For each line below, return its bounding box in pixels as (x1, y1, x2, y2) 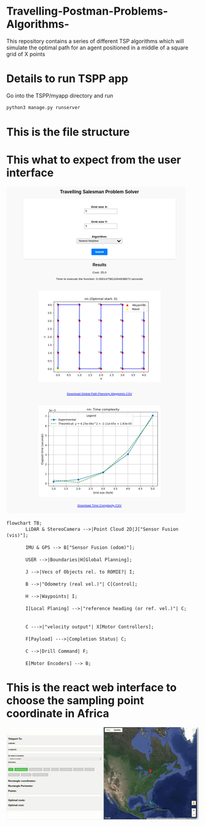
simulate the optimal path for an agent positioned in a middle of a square (6, 44, 189, 51)
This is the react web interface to (6, 681, 177, 695)
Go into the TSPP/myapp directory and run (6, 92, 113, 99)
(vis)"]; (6, 532, 29, 538)
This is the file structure (6, 125, 130, 138)
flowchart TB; (6, 520, 43, 526)
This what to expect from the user (6, 153, 181, 167)
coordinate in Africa (6, 706, 110, 720)
